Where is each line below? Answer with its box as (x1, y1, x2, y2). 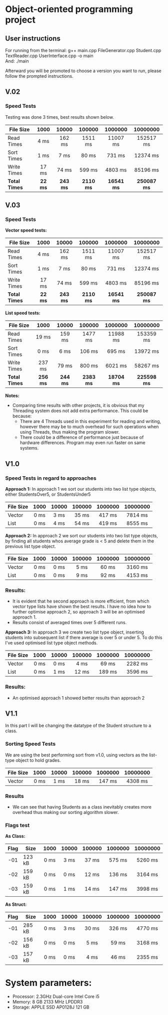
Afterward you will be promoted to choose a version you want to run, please (5, 68, 161, 74)
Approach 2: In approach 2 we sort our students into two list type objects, (5, 533, 158, 539)
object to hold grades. (15, 757, 61, 763)
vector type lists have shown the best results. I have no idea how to (12, 603, 151, 610)
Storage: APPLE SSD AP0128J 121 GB (12, 1004, 90, 1010)
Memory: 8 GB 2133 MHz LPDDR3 (12, 999, 83, 1005)
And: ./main (5, 58, 29, 64)
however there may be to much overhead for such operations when (19, 424, 159, 430)
